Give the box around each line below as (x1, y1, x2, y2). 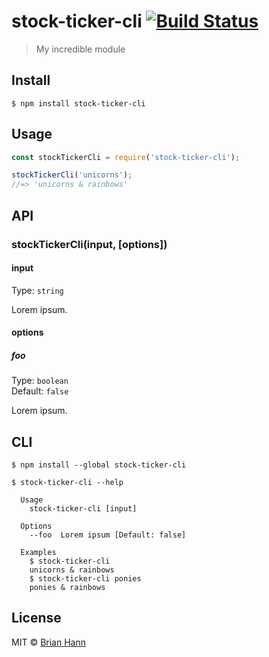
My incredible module (35, 43, 126, 55)
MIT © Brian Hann (11, 636, 86, 648)
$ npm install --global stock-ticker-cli (11, 460, 187, 470)
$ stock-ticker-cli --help (11, 478, 124, 488)
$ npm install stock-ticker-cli (11, 98, 146, 109)
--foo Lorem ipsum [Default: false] (29, 530, 187, 540)
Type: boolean (11, 375, 69, 387)
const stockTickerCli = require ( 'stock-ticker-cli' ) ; (11, 152, 241, 162)
